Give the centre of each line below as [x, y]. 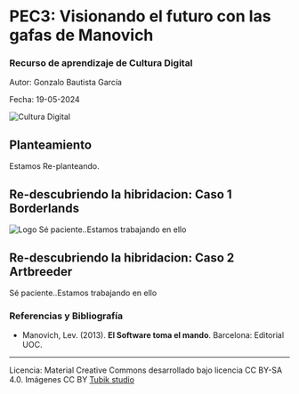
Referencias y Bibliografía [66, 316]
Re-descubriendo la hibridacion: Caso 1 [121, 194]
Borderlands [44, 208]
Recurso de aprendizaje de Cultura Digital [101, 63]
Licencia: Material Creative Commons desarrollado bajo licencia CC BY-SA [146, 370]
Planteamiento [50, 145]
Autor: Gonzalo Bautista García [66, 83]
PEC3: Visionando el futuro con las [140, 16]
